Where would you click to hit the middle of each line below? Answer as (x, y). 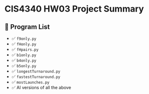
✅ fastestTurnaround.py (36, 77)
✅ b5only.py (24, 66)
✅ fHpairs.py (25, 49)
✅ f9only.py (24, 38)
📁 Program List (27, 27)
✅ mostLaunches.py (30, 82)
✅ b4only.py (24, 60)
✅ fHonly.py (24, 44)
